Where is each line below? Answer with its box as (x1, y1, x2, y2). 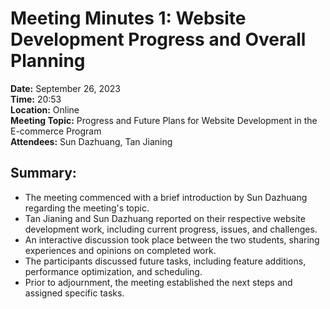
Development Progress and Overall (10, 28, 307, 51)
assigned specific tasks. (24, 287, 125, 299)
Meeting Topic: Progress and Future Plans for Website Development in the (10, 114, 318, 126)
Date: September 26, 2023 (10, 82, 121, 94)
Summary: (10, 165, 77, 182)
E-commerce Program (10, 125, 102, 137)
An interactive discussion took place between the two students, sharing (24, 233, 320, 246)
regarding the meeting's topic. (24, 202, 150, 214)
